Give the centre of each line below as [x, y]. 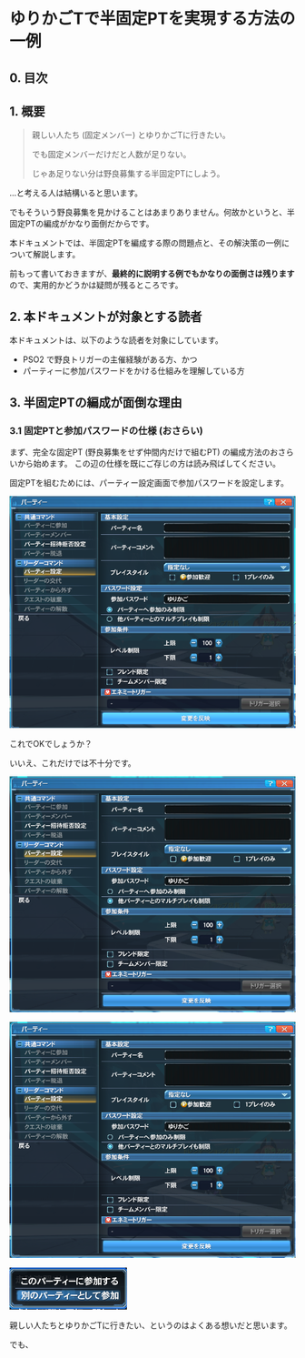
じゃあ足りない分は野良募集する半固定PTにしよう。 [128, 174]
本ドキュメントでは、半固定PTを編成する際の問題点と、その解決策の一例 [146, 243]
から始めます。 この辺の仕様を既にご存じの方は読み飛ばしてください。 [149, 463]
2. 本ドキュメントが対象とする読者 [106, 316]
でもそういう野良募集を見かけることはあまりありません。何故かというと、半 [152, 212]
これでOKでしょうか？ [51, 744]
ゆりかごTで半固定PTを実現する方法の [152, 19]
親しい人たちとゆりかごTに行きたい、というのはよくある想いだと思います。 [151, 1325]
